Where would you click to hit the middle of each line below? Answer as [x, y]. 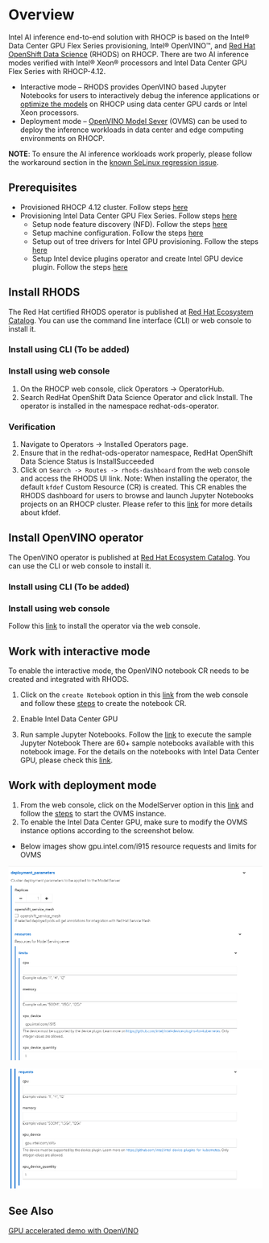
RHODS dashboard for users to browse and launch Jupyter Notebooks [137, 496]
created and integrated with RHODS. [68, 679]
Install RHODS [44, 293]
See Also [31, 1211]
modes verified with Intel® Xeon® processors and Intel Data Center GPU [128, 63]
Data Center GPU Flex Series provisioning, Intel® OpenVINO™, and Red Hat [132, 45]
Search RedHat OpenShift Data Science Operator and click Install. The [137, 397]
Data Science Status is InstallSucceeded [87, 461]
